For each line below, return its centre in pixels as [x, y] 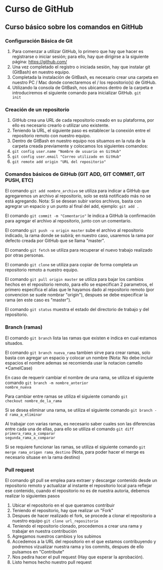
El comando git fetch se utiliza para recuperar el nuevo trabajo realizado [79, 250]
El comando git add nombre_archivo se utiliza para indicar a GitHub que [77, 191]
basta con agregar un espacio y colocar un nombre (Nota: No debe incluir [79, 358]
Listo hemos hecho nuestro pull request [52, 562]
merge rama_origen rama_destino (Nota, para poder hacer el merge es [75, 452]
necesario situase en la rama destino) [43, 457]
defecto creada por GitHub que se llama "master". [55, 241]
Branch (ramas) [24, 327]
